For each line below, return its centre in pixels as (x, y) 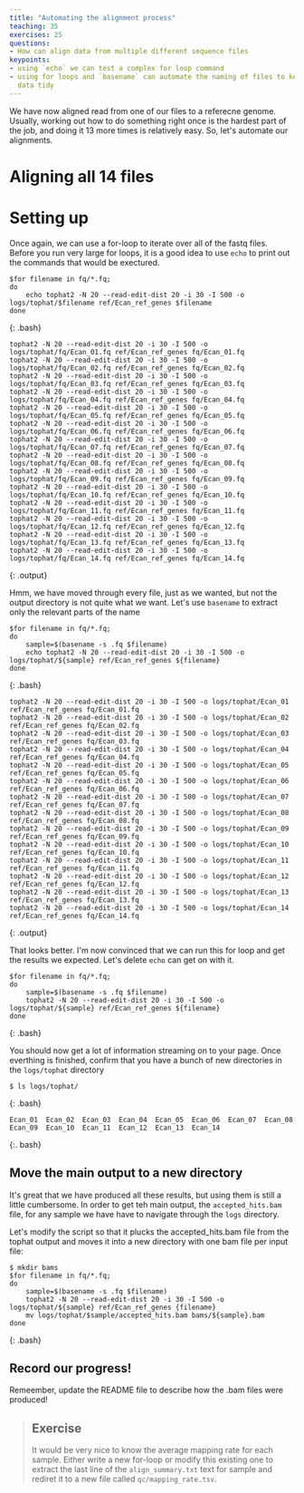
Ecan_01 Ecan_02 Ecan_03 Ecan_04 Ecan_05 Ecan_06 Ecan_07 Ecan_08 (152, 1120)
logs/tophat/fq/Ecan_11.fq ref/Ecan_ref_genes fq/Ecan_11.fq (127, 510)
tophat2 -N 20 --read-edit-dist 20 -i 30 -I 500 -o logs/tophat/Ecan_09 (149, 829)
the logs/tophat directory (57, 1070)
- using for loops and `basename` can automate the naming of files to (147, 77)
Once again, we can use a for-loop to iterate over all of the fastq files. (139, 243)
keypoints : (30, 60)
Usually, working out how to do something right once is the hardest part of (148, 121)
